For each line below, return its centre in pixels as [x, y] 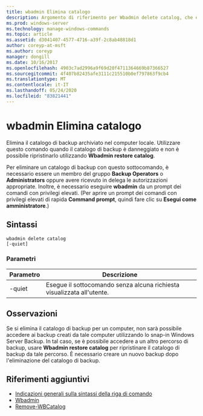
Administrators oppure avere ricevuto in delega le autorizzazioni [87, 180]
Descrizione [120, 274]
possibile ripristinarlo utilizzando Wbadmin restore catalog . [81, 155]
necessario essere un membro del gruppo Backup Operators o [85, 173]
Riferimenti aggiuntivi [48, 379]
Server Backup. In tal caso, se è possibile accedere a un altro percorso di [97, 341]
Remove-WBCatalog [40, 407]
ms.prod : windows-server [37, 23]
